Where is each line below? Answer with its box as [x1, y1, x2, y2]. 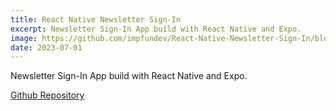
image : [10, 33, 38, 43]
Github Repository [10, 89, 85, 101]
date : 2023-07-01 [10, 42, 83, 53]
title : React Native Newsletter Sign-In [10, 14, 182, 25]
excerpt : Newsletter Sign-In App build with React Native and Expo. [10, 24, 302, 34]
